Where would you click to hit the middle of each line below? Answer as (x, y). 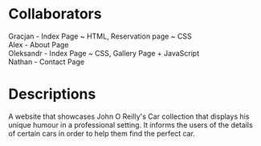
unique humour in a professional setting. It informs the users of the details (130, 124)
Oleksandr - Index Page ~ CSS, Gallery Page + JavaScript (104, 53)
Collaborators (55, 14)
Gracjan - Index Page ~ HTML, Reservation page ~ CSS (100, 36)
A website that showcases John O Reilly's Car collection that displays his (129, 116)
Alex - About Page (39, 44)
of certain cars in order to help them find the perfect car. (102, 133)
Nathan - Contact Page (47, 62)
